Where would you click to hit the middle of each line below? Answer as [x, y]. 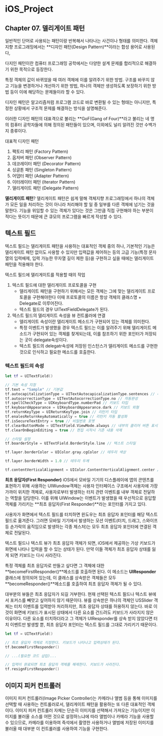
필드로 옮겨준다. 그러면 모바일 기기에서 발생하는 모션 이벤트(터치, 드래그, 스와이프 [81, 520]
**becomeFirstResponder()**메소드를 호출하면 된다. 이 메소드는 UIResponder [81, 571]
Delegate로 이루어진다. [41, 303]
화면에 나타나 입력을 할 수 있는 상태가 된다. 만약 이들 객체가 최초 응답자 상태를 [78, 549]
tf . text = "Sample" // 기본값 [34, 389]
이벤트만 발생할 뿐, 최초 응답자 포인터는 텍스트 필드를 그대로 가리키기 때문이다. [84, 625]
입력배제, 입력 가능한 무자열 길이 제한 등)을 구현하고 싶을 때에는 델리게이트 [84, 258]
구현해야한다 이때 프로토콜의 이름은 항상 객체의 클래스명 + [87, 297]
